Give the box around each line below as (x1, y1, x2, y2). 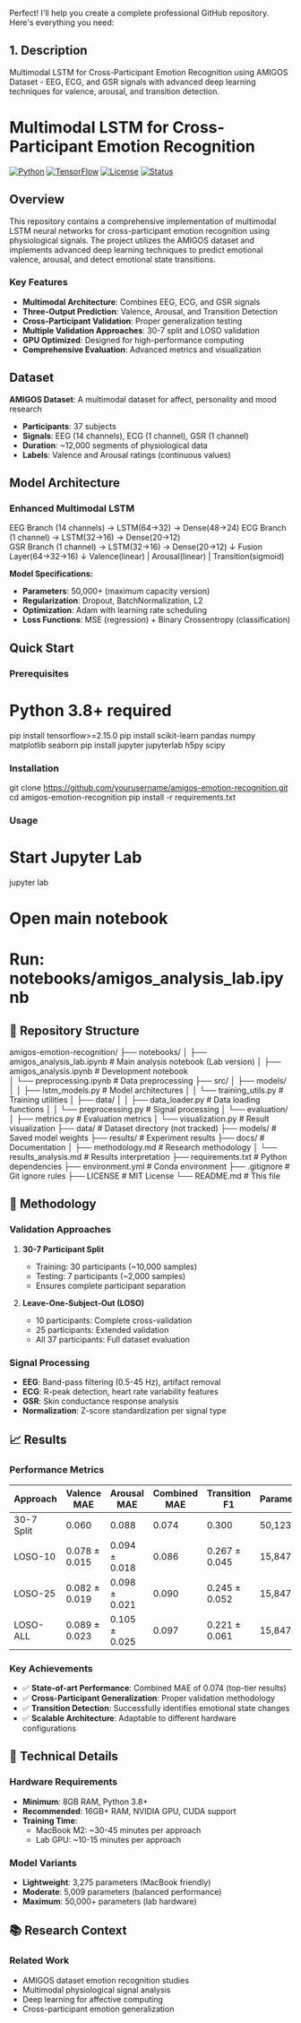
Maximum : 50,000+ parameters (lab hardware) (21, 1896, 197, 1906)
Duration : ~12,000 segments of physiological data (21, 439, 208, 451)
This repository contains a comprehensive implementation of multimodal (9, 215, 277, 227)
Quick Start (9, 640, 74, 655)
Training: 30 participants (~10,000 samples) (35, 1261, 198, 1272)
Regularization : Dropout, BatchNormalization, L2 (21, 595, 203, 606)
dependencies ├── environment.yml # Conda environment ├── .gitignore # (9, 1161, 290, 1171)
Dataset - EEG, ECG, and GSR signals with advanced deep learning (9, 76, 257, 87)
